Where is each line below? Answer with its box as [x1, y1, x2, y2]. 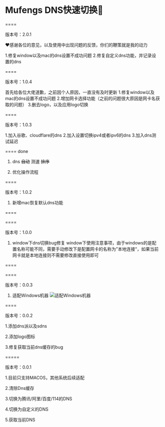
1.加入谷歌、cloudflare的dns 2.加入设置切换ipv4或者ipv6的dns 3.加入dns [5, 132, 152, 138]
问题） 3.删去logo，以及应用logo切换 [13, 101, 89, 107]
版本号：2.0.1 [5, 31, 32, 37]
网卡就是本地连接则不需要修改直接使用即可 [12, 252, 99, 258]
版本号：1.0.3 [5, 122, 32, 128]
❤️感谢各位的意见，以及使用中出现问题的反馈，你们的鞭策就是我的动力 [5, 42, 148, 47]
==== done [5, 148, 29, 154]
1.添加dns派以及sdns [5, 323, 47, 329]
